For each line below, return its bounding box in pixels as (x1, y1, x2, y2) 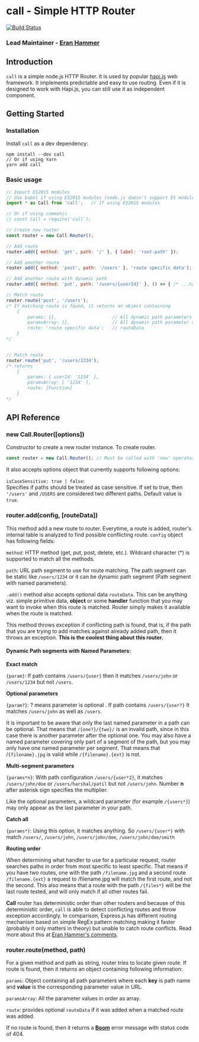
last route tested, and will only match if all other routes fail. (6, 888, 149, 895)
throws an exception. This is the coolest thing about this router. (6, 634, 164, 641)
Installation (6, 126, 40, 135)
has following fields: (6, 537, 55, 544)
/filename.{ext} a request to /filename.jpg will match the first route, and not (6, 875, 192, 882)
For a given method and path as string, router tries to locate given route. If (6, 960, 187, 967)
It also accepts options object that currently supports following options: (6, 466, 181, 473)
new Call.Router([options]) (6, 430, 85, 439)
